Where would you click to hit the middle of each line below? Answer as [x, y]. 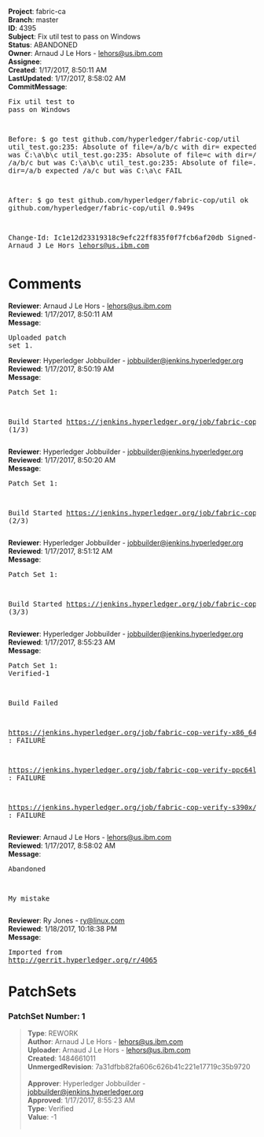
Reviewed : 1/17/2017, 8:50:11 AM [60, 314]
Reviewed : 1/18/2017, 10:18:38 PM [63, 928]
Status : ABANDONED [43, 45]
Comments [45, 284]
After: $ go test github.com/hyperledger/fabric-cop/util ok [128, 200]
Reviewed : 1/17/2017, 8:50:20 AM [62, 459]
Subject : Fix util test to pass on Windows [75, 36]
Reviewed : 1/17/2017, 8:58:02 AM [62, 845]
